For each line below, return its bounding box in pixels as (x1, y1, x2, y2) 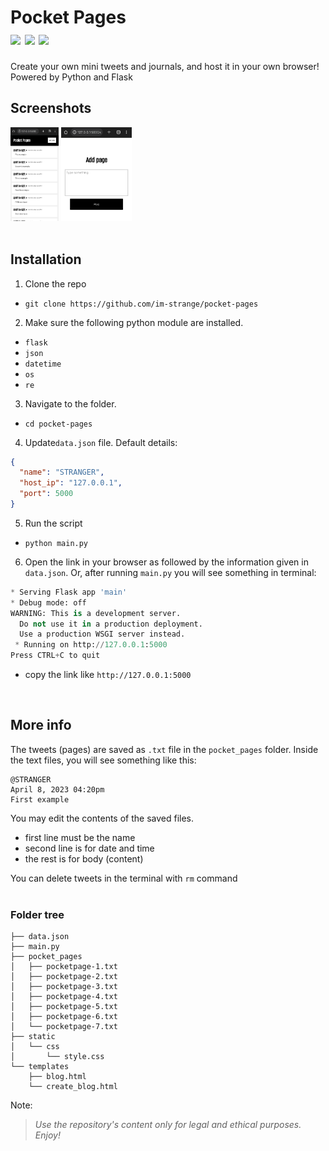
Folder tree (10, 907, 65, 921)
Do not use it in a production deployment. (19, 619, 203, 629)
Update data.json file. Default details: (24, 436, 178, 448)
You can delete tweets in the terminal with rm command (10, 872, 238, 884)
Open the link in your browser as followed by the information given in (24, 556, 309, 568)
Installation (10, 251, 82, 268)
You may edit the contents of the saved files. (10, 812, 195, 824)
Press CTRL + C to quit (10, 651, 101, 661)
